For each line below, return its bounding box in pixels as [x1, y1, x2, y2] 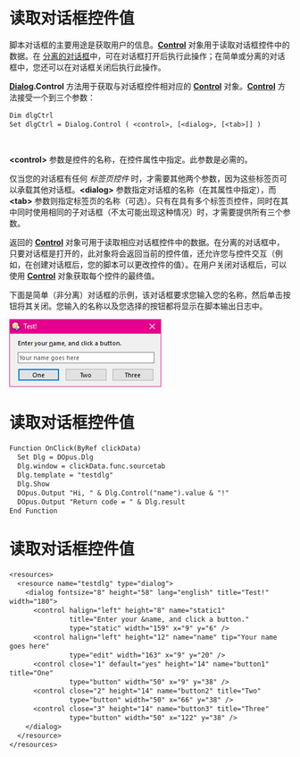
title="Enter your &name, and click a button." [69, 615, 250, 624]
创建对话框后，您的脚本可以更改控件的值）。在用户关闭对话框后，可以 [32, 259, 287, 269]
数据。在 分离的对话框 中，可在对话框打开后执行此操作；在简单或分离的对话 [9, 50, 286, 61]
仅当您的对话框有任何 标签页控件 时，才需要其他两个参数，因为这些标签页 [9, 173, 279, 183]
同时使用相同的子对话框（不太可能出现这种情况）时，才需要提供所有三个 [16, 207, 283, 217]
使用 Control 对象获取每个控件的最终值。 [9, 270, 160, 281]
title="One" [9, 668, 54, 677]
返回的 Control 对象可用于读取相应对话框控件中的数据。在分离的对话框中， [9, 236, 285, 247]
